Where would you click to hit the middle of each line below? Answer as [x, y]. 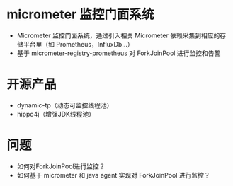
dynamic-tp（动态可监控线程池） [65, 105]
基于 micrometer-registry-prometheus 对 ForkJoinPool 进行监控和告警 [119, 53]
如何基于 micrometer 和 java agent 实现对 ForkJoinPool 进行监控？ [113, 175]
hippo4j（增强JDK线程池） [56, 114]
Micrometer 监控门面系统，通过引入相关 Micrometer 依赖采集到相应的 [118, 35]
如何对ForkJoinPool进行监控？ [61, 166]
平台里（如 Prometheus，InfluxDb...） [78, 44]
